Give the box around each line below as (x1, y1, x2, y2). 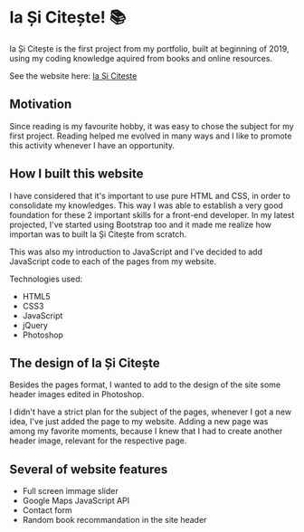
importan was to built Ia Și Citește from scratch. (9, 228, 187, 240)
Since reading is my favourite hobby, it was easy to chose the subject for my (9, 120, 294, 131)
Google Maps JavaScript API (22, 495, 130, 507)
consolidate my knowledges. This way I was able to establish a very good (9, 200, 283, 211)
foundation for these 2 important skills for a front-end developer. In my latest (9, 209, 295, 220)
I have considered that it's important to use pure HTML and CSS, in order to (9, 190, 291, 201)
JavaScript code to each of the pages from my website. (9, 255, 217, 267)
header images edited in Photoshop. (9, 389, 145, 400)
